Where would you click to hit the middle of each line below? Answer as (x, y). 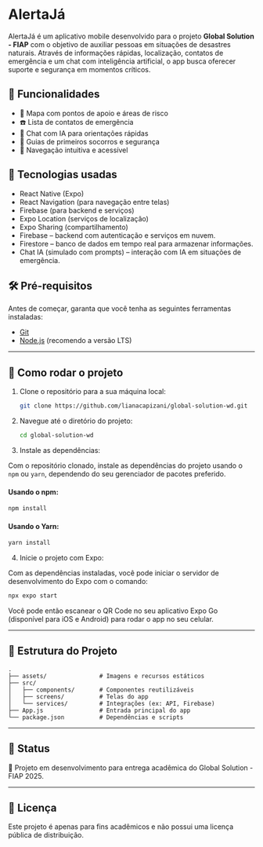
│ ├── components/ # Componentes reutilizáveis (101, 690)
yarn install (29, 543)
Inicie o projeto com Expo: (61, 558)
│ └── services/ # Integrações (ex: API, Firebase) (112, 703)
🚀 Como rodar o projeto (66, 372)
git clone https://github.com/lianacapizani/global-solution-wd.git (133, 406)
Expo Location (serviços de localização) (84, 218)
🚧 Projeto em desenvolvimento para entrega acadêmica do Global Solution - (131, 768)
